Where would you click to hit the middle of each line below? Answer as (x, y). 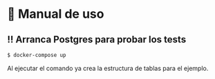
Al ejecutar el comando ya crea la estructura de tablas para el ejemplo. (108, 68)
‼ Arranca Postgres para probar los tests (97, 39)
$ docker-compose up (37, 55)
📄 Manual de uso (56, 14)
